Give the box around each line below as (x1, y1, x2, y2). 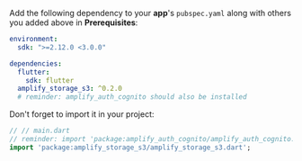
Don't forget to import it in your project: (9, 109, 155, 120)
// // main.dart (9, 126, 70, 136)
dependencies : (9, 58, 63, 68)
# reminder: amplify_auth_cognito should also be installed (17, 93, 247, 102)
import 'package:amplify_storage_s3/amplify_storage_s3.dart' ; (9, 143, 252, 152)
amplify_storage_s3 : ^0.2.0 (17, 85, 123, 94)
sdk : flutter (25, 76, 75, 85)
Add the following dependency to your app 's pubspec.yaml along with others (9, 8, 292, 18)
